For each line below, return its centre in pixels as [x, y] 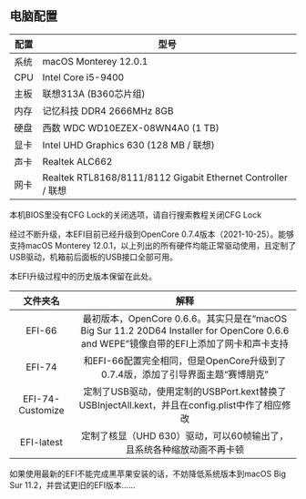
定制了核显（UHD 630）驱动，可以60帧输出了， [185, 435]
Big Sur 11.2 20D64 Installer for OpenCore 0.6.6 [185, 331]
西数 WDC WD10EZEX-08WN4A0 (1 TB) [131, 127]
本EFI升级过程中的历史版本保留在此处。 [83, 276]
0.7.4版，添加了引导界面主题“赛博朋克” [185, 374]
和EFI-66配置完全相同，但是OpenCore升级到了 [185, 361]
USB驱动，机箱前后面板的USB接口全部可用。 [94, 257]
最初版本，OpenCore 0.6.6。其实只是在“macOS [185, 319]
